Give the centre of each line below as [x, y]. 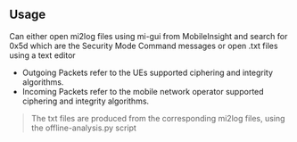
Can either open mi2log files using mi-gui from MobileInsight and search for [148, 36]
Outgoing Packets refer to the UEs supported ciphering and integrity [148, 72]
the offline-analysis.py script [83, 128]
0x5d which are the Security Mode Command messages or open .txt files [144, 46]
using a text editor [42, 55]
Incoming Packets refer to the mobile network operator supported [143, 91]
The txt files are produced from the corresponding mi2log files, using [158, 118]
